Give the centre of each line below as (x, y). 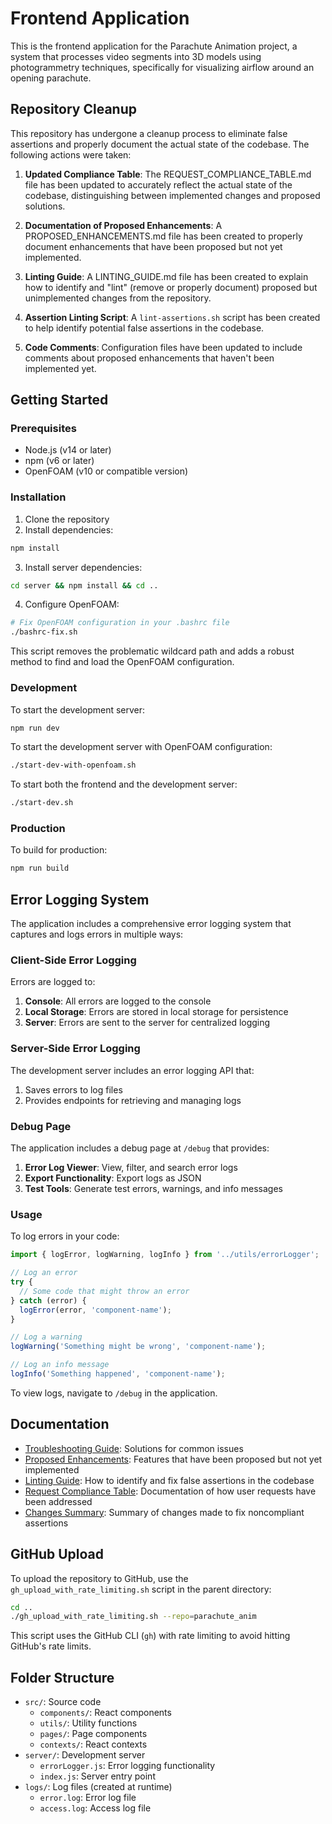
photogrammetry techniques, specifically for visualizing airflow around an (162, 67)
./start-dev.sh (42, 803)
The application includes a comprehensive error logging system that (151, 924)
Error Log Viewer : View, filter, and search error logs (131, 1168)
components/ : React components (105, 1713)
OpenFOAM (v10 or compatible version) (106, 471)
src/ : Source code (63, 1702)
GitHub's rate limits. (51, 1646)
